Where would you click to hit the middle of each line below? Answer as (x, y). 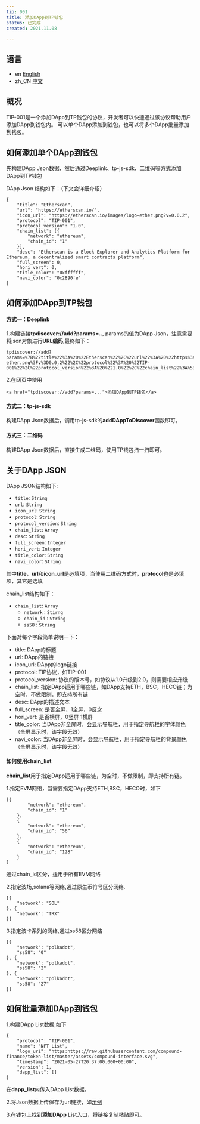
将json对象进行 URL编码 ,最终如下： (49, 341)
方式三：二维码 (24, 436)
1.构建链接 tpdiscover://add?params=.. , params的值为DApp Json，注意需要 (99, 334)
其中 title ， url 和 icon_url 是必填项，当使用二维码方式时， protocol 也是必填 (95, 573)
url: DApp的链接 (34, 657)
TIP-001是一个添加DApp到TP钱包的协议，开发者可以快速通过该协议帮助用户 (99, 117)
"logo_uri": (32, 1051)
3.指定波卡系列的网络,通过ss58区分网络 (54, 931)
